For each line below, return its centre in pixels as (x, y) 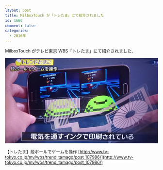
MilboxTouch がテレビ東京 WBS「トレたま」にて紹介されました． (71, 51)
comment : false (20, 26)
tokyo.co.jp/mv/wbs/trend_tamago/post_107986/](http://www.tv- (69, 157)
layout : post (18, 10)
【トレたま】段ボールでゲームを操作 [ (42, 152)
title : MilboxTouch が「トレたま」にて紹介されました (55, 15)
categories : (17, 31)
